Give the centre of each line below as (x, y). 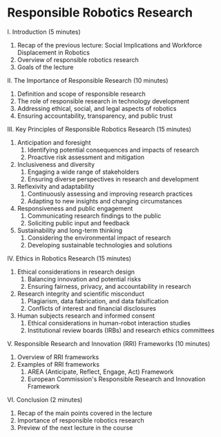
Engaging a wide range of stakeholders (83, 172)
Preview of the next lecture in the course (75, 427)
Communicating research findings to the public (94, 216)
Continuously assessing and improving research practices (110, 194)
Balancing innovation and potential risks (84, 279)
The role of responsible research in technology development (103, 101)
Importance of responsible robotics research (81, 420)
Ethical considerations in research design (76, 272)
